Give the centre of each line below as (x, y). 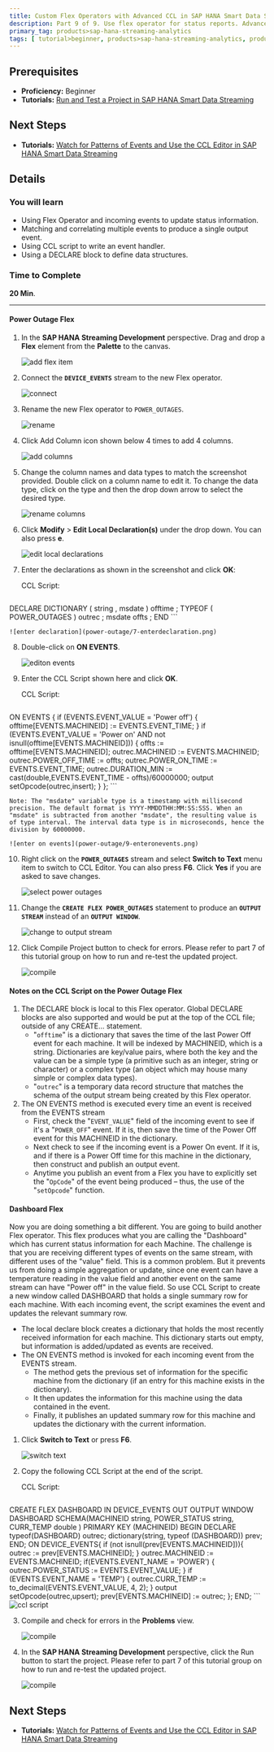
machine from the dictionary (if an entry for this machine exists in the (149, 1381)
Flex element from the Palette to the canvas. (96, 346)
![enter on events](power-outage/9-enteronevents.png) (104, 844)
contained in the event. (72, 1406)
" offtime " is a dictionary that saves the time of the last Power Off (142, 1035)
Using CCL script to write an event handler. (93, 246)
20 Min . (22, 293)
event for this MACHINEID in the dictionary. (105, 1138)
